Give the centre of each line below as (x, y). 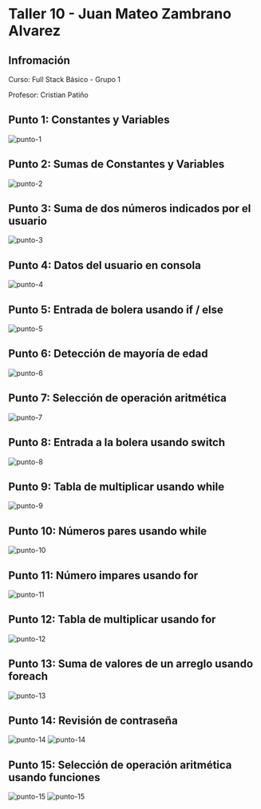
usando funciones (54, 777)
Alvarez (35, 31)
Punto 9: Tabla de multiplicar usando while (117, 486)
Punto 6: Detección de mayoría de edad (108, 354)
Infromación (39, 60)
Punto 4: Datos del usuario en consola (105, 265)
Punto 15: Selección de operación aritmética (120, 765)
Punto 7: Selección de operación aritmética (118, 399)
